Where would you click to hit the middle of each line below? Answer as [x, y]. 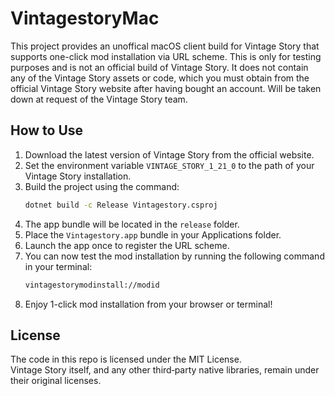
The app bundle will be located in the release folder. [132, 224]
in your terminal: [58, 266]
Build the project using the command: [102, 186]
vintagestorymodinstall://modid [92, 285]
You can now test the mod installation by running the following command [174, 256]
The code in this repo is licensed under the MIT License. [126, 359]
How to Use [47, 130]
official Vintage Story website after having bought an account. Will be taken [166, 88]
